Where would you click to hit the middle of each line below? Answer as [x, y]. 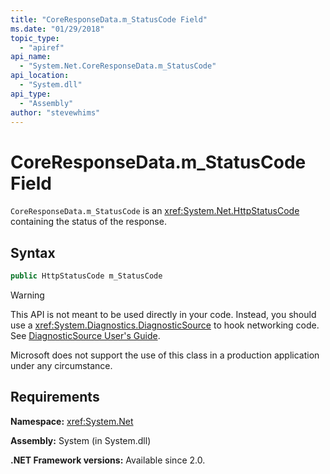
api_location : [40, 76]
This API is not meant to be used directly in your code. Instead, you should [163, 314]
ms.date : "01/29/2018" [57, 29]
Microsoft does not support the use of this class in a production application [165, 355]
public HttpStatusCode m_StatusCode [86, 276]
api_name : [31, 57]
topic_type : [35, 38]
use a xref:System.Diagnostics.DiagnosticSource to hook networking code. [165, 325]
